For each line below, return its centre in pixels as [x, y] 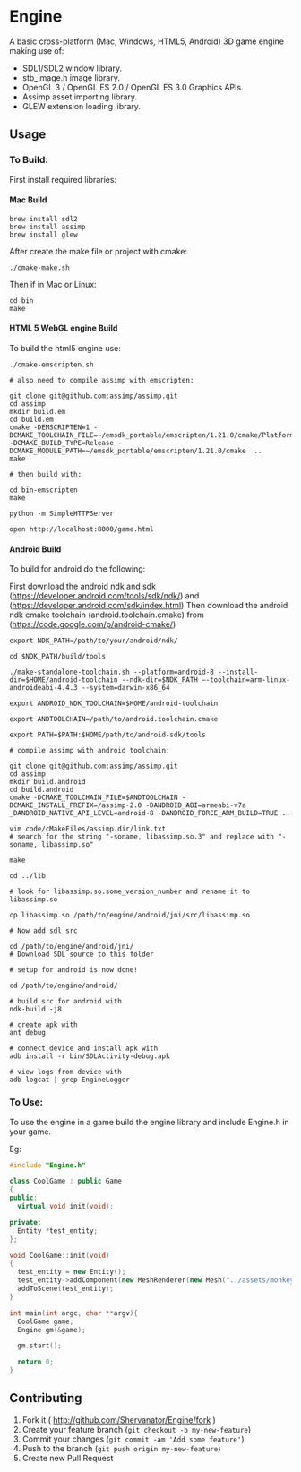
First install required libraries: [63, 179]
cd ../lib [28, 876]
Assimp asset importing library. [79, 97]
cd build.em [31, 420]
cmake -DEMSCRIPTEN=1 [50, 427]
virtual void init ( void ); [66, 1207]
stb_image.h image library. [71, 77]
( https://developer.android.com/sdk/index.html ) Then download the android [149, 606]
